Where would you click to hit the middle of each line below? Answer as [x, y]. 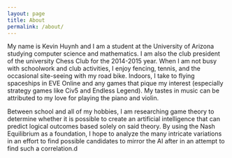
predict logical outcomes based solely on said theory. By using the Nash [111, 127]
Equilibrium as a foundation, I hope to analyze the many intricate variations [115, 134]
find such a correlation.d [43, 149]
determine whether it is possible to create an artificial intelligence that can [114, 119]
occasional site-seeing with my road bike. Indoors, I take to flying [101, 76]
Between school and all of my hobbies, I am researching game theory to [111, 111]
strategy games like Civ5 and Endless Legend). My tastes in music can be [114, 90]
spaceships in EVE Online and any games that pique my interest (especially [115, 84]
